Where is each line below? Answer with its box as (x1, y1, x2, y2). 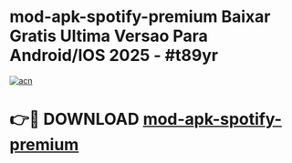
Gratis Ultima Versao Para (9, 25, 208, 46)
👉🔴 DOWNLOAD (9, 109, 140, 129)
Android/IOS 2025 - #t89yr (9, 46, 219, 66)
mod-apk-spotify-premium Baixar (9, 6, 271, 27)
